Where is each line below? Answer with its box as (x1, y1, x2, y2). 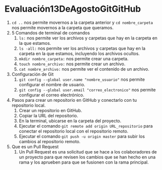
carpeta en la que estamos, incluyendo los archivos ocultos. (19, 50, 140, 57)
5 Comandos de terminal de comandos (11, 30, 90, 36)
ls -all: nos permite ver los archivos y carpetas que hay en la (19, 45, 146, 51)
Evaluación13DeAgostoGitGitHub (4, 3, 141, 15)
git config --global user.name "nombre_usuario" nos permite (19, 76, 145, 82)
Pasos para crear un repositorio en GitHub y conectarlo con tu (11, 97, 137, 103)
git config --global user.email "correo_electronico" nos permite (19, 87, 156, 93)
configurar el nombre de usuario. (19, 81, 85, 87)
